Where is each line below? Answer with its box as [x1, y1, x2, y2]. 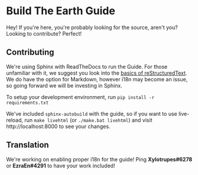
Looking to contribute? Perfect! [6, 30, 82, 37]
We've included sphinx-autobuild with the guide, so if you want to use [6, 110, 177, 117]
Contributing [6, 47, 54, 58]
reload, [6, 116, 24, 123]
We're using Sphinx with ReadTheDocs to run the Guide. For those [6, 63, 168, 70]
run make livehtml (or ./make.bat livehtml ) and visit [24, 116, 152, 123]
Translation [6, 140, 49, 150]
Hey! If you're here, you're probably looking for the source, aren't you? [6, 24, 178, 31]
